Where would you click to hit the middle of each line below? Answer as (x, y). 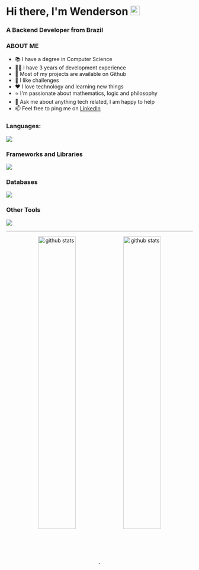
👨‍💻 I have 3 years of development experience (70, 68)
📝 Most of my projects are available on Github (70, 74)
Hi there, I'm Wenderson (67, 12)
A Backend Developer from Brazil (55, 30)
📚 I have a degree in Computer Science (63, 59)
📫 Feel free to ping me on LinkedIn (57, 109)
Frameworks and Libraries (44, 154)
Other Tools (23, 210)
